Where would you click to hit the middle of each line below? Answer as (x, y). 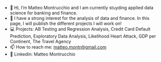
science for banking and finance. (44, 13)
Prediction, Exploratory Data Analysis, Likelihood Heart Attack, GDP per (83, 36)
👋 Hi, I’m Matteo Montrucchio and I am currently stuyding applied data (81, 8)
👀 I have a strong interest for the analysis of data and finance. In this (80, 18)
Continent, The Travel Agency (40, 41)
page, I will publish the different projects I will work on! (66, 23)
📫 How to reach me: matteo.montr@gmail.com (58, 47)
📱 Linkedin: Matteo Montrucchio (42, 54)
